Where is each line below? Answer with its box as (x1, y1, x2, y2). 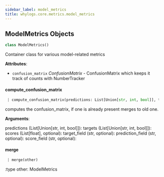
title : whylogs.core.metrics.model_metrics (5, 12, 95, 17)
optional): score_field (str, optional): (5, 136, 77, 141)
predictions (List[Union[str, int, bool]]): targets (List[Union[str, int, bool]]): (5, 125, 152, 131)
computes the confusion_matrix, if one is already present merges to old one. (5, 106, 159, 112)
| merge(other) (7, 157, 38, 162)
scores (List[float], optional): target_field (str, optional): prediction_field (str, (5, 130, 156, 137)
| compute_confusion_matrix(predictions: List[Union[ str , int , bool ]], (7, 98, 156, 102)
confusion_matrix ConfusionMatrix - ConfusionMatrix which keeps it (12, 70, 150, 76)
